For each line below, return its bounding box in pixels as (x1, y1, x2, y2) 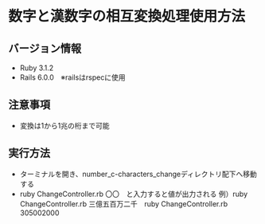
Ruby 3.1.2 (19, 63, 54, 73)
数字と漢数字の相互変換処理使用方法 (8, 7, 246, 26)
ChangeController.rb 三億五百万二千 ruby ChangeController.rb (19, 198, 228, 208)
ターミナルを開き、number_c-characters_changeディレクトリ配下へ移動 (19, 169, 257, 179)
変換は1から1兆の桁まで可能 (19, 120, 110, 130)
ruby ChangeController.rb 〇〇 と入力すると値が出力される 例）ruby (19, 189, 248, 198)
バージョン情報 (8, 41, 82, 55)
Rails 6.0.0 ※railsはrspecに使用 (19, 73, 126, 82)
